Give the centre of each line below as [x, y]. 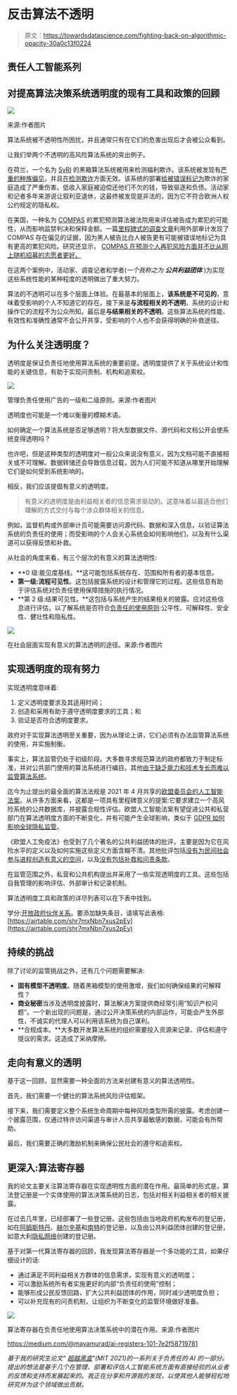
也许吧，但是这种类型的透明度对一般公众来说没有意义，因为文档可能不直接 [115, 453]
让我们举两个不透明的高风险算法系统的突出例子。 [78, 155]
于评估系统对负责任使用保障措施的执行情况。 [82, 590]
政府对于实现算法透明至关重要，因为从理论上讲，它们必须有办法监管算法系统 [118, 735]
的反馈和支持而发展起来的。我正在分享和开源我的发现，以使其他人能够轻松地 [118, 1376]
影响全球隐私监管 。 [35, 826]
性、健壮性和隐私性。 [48, 616]
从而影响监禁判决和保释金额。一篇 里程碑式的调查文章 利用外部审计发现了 [124, 229]
